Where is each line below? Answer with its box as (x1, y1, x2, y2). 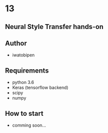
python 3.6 (12, 80, 34, 85)
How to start (5, 109, 43, 118)
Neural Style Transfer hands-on (5, 23, 104, 31)
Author (5, 39, 27, 47)
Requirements (5, 66, 49, 75)
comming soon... (12, 122, 46, 128)
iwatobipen (12, 52, 35, 58)
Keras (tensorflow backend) (12, 84, 68, 91)
